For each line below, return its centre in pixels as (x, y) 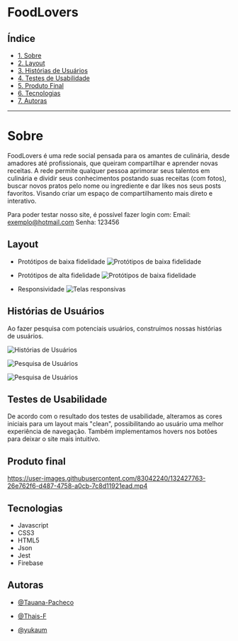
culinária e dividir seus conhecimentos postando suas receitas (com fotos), (117, 178)
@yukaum (32, 630)
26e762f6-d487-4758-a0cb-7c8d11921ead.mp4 (78, 486)
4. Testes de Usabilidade (54, 78)
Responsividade (41, 289)
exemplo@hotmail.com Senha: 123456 (63, 222)
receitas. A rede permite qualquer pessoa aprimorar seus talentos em (109, 170)
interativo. (22, 201)
